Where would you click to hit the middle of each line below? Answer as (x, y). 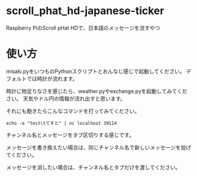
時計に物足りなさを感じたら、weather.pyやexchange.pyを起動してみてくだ (97, 91)
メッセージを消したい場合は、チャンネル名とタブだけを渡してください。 (94, 167)
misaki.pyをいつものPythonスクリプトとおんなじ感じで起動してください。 (96, 71)
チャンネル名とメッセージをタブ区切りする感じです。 (70, 135)
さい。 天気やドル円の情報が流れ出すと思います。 (66, 98)
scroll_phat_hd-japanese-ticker (85, 11)
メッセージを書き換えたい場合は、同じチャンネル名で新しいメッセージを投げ (99, 147)
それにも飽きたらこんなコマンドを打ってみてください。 (73, 111)
